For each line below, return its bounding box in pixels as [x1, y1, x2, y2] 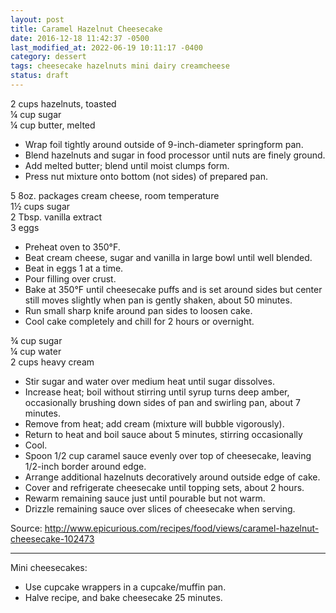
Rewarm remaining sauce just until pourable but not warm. [24, 492, 266, 504]
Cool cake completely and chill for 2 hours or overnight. [24, 315, 255, 327]
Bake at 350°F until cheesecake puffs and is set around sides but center [24, 283, 323, 295]
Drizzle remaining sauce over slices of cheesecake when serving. [24, 502, 296, 515]
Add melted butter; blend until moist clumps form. [24, 159, 230, 171]
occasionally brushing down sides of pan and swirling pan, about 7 [24, 396, 301, 408]
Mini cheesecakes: [10, 561, 88, 573]
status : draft [10, 71, 70, 81]
